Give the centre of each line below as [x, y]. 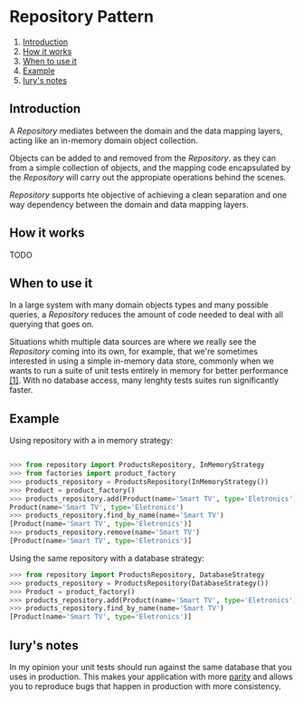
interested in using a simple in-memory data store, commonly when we [142, 361]
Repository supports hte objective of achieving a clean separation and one [148, 195]
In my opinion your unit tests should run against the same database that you [151, 667]
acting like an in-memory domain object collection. [104, 140]
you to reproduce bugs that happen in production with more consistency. [145, 686]
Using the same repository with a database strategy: [107, 558]
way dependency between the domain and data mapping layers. [129, 204]
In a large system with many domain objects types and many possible [139, 305]
